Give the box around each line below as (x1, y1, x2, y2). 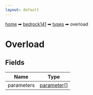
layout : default (5, 7, 39, 12)
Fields (5, 58, 25, 67)
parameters (7, 81, 35, 88)
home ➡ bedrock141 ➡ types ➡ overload (5, 21, 88, 27)
